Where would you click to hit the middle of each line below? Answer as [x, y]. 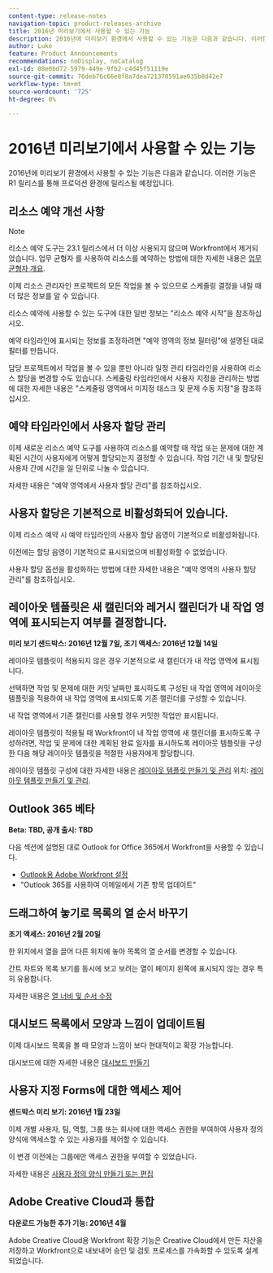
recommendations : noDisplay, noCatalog [76, 62]
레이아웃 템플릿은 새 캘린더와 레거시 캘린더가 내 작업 [130, 608]
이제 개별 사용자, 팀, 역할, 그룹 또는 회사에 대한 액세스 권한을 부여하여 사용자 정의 [136, 1129]
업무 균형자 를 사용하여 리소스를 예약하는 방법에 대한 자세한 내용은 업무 [150, 258]
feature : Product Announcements [63, 54]
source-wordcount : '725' [50, 91]
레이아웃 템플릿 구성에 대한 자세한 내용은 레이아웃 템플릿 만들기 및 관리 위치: [129, 771]
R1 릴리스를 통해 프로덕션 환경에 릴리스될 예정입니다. [91, 183]
